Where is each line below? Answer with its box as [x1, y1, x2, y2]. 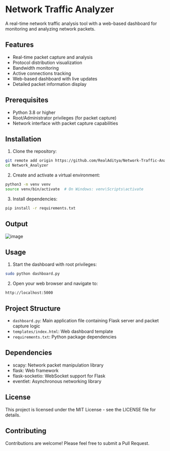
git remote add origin [5, 158, 53, 163]
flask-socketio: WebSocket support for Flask [12, 373, 106, 379]
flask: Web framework [12, 367, 59, 373]
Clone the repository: [12, 148, 57, 155]
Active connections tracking [12, 70, 71, 76]
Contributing [5, 427, 47, 435]
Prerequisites [5, 96, 49, 105]
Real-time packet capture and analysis [12, 54, 93, 60]
